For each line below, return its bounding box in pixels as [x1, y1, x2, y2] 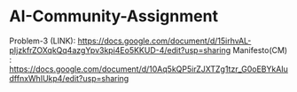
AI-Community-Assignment [9, 6, 219, 27]
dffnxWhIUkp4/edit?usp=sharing [9, 73, 129, 83]
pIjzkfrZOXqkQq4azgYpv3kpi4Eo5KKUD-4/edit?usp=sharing [9, 44, 231, 55]
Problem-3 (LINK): [9, 35, 76, 46]
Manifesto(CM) [232, 44, 288, 55]
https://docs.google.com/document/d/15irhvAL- [77, 35, 252, 46]
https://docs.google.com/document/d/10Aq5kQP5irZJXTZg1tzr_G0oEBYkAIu [9, 64, 288, 74]
